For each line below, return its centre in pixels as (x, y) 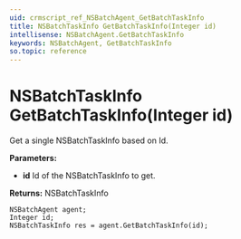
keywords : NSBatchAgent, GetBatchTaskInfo (91, 43)
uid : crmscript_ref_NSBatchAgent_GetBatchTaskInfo (107, 18)
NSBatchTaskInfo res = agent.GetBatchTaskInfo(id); (109, 226)
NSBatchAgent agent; (48, 210)
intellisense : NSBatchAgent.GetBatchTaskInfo (96, 34)
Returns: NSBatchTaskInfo (59, 193)
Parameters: (33, 158)
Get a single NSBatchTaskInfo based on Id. (89, 140)
